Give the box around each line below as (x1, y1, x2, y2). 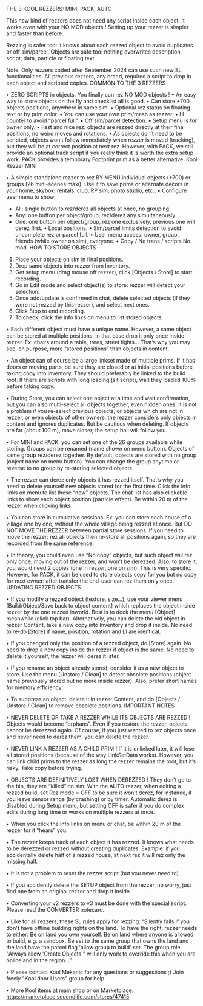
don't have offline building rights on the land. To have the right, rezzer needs (6, 924, 198, 931)
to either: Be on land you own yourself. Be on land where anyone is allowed (6, 931, 194, 938)
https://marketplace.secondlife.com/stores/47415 (6, 993, 130, 1000)
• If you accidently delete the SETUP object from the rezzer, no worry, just (6, 881, 192, 889)
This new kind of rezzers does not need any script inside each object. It (6, 17, 185, 24)
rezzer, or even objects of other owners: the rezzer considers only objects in (6, 414, 197, 421)
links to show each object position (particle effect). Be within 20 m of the (6, 496, 188, 502)
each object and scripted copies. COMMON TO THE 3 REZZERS (6, 79, 166, 86)
